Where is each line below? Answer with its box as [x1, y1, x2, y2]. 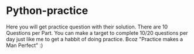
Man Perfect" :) [6, 42, 43, 49]
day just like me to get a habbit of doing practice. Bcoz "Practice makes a [6, 35, 183, 42]
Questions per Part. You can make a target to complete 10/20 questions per [6, 29, 189, 36]
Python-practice [6, 4, 89, 17]
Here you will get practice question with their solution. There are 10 [6, 23, 168, 30]
